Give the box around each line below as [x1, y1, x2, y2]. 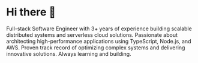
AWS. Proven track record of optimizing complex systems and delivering [6, 44, 185, 51]
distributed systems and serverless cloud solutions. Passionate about [6, 31, 178, 38]
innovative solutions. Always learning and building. [6, 50, 131, 57]
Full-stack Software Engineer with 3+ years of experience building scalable [6, 25, 192, 32]
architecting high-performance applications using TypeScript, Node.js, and [6, 37, 191, 45]
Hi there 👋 [6, 5, 56, 19]
